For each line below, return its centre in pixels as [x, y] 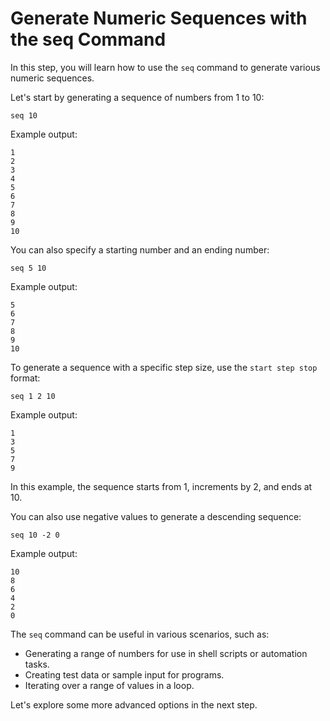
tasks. [37, 664]
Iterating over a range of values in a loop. [109, 685]
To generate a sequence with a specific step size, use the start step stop [164, 367]
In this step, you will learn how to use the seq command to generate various [165, 67]
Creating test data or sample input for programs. [124, 674]
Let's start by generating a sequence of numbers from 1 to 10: [137, 97]
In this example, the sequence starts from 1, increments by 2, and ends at [161, 486]
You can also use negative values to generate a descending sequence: [156, 516]
